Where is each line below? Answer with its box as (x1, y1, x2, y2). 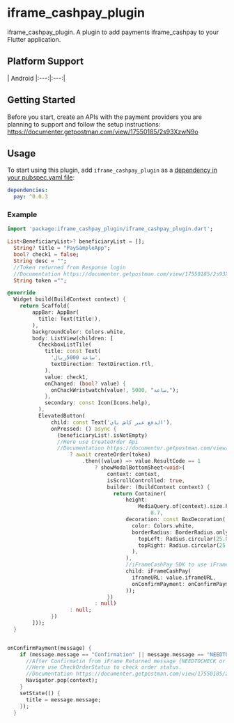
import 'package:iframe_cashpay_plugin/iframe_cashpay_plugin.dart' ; (7, 225, 214, 232)
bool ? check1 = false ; (13, 251, 79, 258)
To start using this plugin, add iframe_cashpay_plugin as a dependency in (7, 166, 218, 175)
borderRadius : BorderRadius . (132, 529, 217, 536)
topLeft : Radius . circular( (138, 535, 217, 542)
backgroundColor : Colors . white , (32, 328, 127, 335)
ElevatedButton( (38, 413, 86, 420)
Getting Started (7, 94, 76, 106)
